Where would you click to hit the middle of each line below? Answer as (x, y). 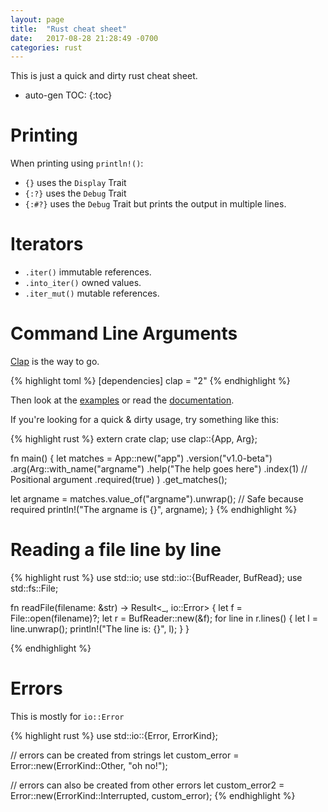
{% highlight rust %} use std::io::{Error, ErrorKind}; (114, 735)
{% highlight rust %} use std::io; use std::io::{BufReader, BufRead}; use (156, 577)
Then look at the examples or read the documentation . (122, 400)
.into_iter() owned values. (83, 283)
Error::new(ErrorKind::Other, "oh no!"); (89, 765)
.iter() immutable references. (88, 272)
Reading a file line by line (116, 550)
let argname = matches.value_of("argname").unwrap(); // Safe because (157, 499)
